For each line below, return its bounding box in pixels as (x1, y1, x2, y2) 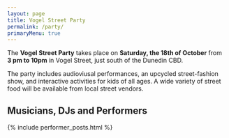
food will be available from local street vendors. (7, 84, 144, 93)
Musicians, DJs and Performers (7, 105, 148, 116)
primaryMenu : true (7, 29, 61, 37)
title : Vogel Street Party (7, 17, 86, 24)
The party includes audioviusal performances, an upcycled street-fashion (7, 70, 219, 78)
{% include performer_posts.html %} (7, 123, 113, 132)
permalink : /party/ (7, 23, 64, 30)
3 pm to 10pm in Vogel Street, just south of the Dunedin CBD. (7, 56, 184, 65)
